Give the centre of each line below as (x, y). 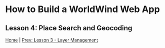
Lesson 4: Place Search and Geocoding (69, 28)
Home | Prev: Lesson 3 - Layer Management (52, 40)
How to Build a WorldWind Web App (83, 9)
